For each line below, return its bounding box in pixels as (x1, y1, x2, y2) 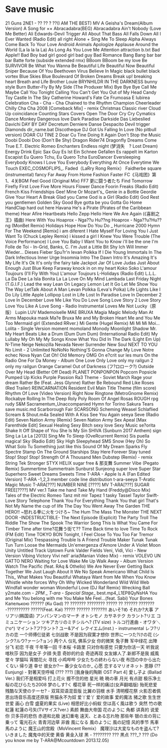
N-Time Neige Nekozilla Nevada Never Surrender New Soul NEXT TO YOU (5, 341, 158, 347)
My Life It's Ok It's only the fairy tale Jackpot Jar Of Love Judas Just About (5, 259, 160, 266)
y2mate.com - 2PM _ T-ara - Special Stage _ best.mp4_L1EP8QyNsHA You (5, 590, 158, 596)
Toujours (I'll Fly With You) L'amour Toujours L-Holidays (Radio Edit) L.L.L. (5, 270, 157, 276)
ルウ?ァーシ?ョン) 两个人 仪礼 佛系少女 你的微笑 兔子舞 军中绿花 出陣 (16, 637, 158, 644)
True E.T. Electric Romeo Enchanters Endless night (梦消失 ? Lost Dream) (5, 143, 158, 149)
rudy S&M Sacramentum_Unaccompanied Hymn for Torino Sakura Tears (5, 401, 154, 407)
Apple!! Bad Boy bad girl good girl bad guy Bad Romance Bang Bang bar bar (5, 52, 162, 58)
